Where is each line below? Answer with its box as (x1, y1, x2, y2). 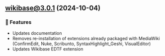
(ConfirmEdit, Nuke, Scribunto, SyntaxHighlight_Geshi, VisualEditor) (12, 41, 151, 47)
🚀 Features (5, 19, 32, 26)
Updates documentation (12, 30, 62, 36)
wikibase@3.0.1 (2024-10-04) (5, 4, 101, 12)
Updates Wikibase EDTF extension (12, 46, 83, 52)
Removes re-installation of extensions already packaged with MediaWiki (12, 35, 160, 41)
